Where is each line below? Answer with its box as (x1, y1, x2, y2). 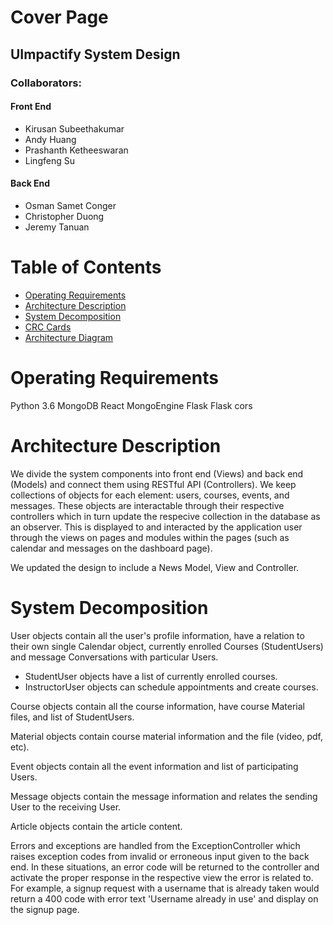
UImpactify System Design (10, 46, 181, 63)
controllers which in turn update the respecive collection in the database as (10, 510, 321, 522)
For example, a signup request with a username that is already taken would (10, 882, 320, 894)
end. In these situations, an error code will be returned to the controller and (10, 861, 320, 873)
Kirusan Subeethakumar (24, 122, 125, 135)
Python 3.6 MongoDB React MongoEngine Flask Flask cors (10, 399, 253, 411)
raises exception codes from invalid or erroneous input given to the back (10, 850, 310, 862)
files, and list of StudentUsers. (10, 711, 135, 723)
